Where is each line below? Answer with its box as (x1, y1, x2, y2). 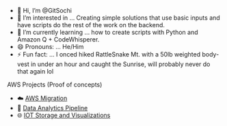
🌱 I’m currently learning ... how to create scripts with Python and (16, 28, 198, 36)
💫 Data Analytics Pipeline (16, 104, 88, 112)
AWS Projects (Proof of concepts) (7, 80, 103, 89)
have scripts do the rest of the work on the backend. (16, 21, 165, 29)
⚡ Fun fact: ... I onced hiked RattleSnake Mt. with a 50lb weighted (16, 50, 201, 58)
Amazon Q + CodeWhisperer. (16, 35, 100, 44)
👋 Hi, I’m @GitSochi (16, 7, 72, 14)
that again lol (16, 67, 54, 75)
